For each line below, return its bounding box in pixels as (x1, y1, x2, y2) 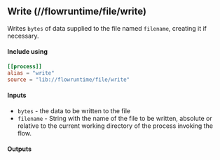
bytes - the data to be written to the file (17, 106, 131, 115)
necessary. (7, 31, 40, 40)
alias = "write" (7, 69, 55, 76)
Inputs (7, 91, 27, 100)
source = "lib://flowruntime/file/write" (7, 76, 130, 83)
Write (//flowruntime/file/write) (7, 6, 147, 17)
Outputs (7, 145, 32, 153)
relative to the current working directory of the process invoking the (17, 122, 214, 130)
